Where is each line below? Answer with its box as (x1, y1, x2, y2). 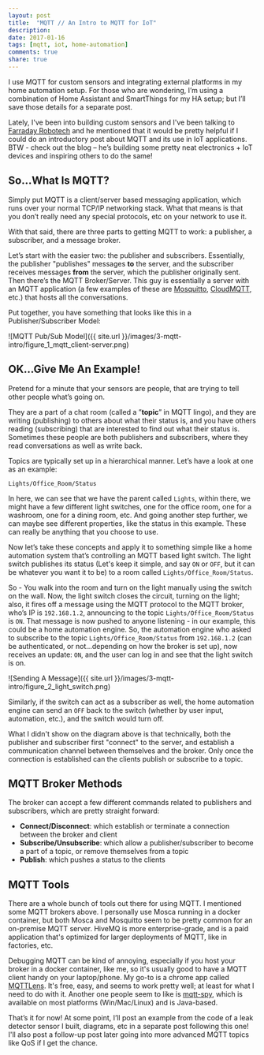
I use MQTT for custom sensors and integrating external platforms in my (8, 76, 243, 87)
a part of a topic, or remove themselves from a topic (19, 847, 189, 856)
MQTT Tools (8, 878, 69, 891)
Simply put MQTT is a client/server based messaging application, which (8, 195, 242, 204)
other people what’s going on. (8, 392, 105, 401)
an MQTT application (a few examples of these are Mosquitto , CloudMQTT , (8, 284, 252, 293)
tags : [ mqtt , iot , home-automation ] (8, 41, 128, 49)
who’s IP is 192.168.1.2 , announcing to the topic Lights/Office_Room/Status (8, 608, 255, 617)
